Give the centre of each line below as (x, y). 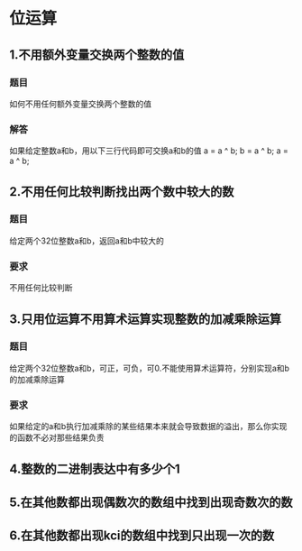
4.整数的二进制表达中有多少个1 (95, 468)
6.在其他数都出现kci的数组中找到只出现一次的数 (142, 536)
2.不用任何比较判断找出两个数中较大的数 (122, 192)
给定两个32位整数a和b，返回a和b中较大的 (87, 241)
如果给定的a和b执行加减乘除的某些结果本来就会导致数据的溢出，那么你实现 (148, 427)
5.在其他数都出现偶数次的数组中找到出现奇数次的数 (151, 502)
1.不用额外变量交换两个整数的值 (97, 55)
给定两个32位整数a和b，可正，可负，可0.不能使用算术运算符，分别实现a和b (150, 368)
